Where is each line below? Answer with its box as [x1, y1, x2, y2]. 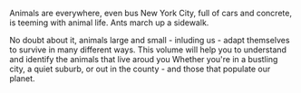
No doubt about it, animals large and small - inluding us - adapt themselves [9, 35, 290, 45]
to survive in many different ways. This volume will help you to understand [9, 44, 287, 55]
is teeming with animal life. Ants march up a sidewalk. [9, 17, 209, 28]
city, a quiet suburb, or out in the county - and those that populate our [9, 63, 271, 74]
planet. [9, 73, 35, 84]
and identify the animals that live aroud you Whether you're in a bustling [9, 54, 278, 64]
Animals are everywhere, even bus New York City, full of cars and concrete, [9, 8, 293, 18]
